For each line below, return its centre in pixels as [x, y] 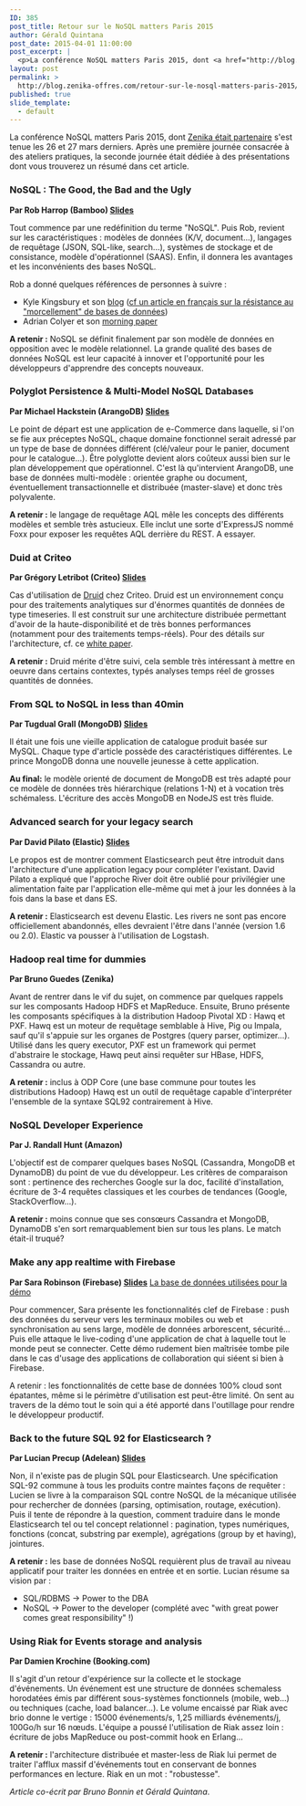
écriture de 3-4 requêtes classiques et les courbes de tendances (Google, [148, 1192]
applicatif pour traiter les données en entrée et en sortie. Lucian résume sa [149, 1571]
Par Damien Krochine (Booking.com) [80, 1661]
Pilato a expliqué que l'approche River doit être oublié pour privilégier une [148, 879]
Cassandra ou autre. [48, 1065]
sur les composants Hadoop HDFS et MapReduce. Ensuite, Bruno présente [150, 1007]
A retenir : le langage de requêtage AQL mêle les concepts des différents [147, 514]
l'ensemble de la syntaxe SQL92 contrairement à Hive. [112, 1101]
